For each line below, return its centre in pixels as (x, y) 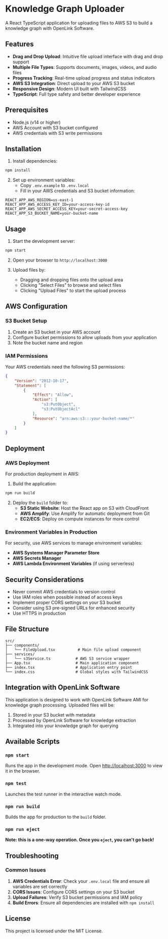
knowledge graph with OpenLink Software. (50, 28)
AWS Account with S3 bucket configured (55, 128)
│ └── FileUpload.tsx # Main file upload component (73, 650)
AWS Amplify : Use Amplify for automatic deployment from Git (85, 513)
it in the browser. (23, 771)
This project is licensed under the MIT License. (54, 931)
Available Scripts (32, 741)
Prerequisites (27, 110)
